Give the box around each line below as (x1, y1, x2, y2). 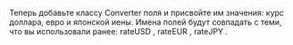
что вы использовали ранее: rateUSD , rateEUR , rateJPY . (9, 26, 228, 36)
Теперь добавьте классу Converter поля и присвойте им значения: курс (9, 8, 284, 18)
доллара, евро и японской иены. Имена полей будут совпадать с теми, (9, 17, 282, 27)
